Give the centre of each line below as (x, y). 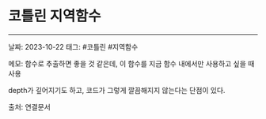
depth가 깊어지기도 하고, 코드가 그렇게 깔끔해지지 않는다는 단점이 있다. (117, 90)
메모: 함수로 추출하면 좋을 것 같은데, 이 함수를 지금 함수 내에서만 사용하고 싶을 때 (131, 63)
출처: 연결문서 (30, 106)
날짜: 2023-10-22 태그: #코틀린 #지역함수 (73, 46)
